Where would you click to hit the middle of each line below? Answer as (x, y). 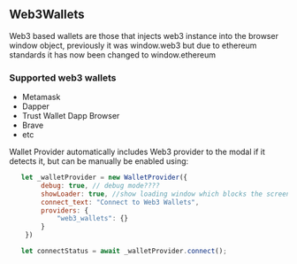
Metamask (41, 97)
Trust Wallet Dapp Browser (71, 116)
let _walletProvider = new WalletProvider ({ (104, 178)
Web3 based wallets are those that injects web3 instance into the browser (144, 35)
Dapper (36, 106)
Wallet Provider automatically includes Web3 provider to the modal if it (137, 152)
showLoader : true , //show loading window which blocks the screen (166, 194)
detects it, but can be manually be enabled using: (99, 161)
